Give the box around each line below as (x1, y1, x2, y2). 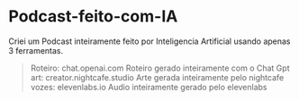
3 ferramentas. (8, 45, 64, 55)
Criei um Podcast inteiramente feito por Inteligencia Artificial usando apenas (8, 36, 291, 46)
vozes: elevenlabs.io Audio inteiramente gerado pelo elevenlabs (30, 81, 267, 92)
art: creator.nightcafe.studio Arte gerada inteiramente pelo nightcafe (30, 72, 285, 82)
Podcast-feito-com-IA (8, 6, 178, 27)
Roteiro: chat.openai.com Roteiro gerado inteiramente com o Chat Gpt (30, 63, 290, 73)
